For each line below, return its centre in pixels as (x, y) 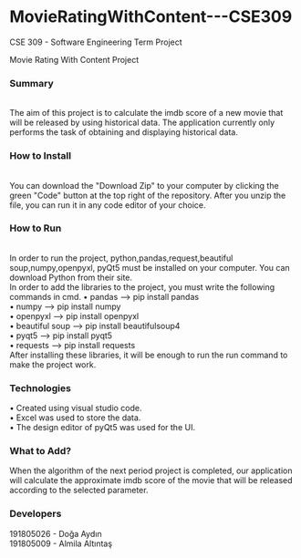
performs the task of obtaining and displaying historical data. (124, 132)
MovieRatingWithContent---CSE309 (151, 17)
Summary (32, 83)
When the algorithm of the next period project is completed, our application (151, 470)
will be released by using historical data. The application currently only (142, 123)
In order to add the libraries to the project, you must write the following (142, 287)
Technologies (40, 387)
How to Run (36, 228)
